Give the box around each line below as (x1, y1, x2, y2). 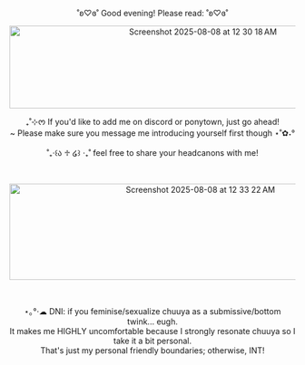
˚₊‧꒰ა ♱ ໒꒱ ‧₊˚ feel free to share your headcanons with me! (46, 148, 259, 158)
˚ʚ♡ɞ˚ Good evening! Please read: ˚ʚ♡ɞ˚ (76, 8, 229, 18)
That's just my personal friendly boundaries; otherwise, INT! (40, 345, 265, 356)
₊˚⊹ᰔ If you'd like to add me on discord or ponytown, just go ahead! (25, 117, 280, 127)
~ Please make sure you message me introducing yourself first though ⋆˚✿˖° (9, 128, 296, 139)
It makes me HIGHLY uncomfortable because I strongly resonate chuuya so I (9, 326, 296, 336)
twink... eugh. (126, 316, 179, 327)
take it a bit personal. (113, 335, 192, 346)
